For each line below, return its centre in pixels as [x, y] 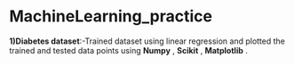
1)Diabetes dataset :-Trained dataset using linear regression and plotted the [147, 41]
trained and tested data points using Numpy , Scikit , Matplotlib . [129, 50]
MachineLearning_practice [111, 16]
